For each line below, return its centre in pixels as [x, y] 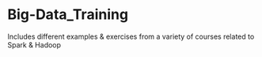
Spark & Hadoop [34, 44]
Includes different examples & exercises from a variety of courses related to [131, 36]
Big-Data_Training [68, 15]
